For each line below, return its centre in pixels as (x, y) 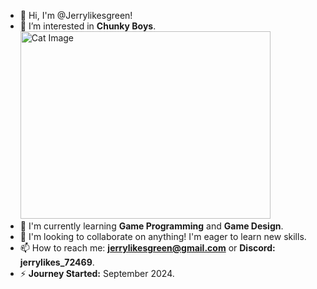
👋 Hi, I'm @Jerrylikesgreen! (76, 15)
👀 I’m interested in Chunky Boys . (88, 26)
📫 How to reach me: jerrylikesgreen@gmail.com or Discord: (147, 248)
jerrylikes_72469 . (57, 262)
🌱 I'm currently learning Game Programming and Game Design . (151, 226)
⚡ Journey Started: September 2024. (97, 273)
